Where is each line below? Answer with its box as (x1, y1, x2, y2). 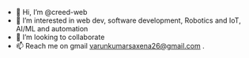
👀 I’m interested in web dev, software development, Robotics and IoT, (15, 16, 241, 25)
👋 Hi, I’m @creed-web (15, 8, 88, 16)
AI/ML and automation (15, 24, 89, 33)
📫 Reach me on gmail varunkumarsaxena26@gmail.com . (15, 42, 206, 50)
